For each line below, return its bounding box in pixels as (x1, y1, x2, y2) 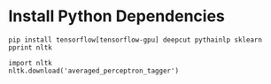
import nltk (8, 58, 52, 67)
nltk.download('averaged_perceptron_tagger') (8, 66, 179, 75)
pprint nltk (8, 42, 52, 52)
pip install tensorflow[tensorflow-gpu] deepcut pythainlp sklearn (8, 35, 263, 44)
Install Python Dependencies (8, 6, 225, 27)
